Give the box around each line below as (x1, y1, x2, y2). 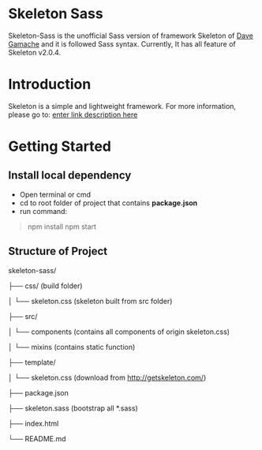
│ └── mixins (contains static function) (8, 342, 136, 351)
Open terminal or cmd (19, 189, 92, 199)
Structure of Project (8, 245, 108, 258)
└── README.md (8, 433, 66, 443)
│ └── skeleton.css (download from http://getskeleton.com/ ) (8, 373, 207, 382)
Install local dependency (8, 169, 132, 182)
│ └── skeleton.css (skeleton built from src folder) (8, 296, 173, 306)
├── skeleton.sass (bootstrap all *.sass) (8, 403, 138, 413)
